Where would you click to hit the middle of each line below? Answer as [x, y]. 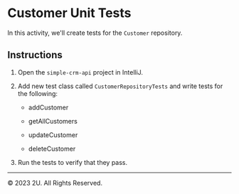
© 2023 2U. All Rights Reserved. [55, 183]
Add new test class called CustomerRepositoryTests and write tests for [120, 86]
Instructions [35, 55]
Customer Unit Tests [69, 13]
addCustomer [48, 107]
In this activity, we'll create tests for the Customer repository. [95, 33]
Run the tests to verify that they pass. [73, 162]
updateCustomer [53, 135]
